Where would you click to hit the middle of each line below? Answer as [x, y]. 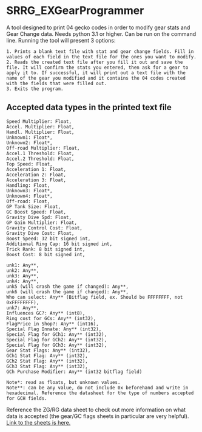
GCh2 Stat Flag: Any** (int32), [47, 361]
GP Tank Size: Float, [34, 207]
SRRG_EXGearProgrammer [75, 11]
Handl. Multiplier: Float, [40, 132]
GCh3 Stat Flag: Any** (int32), [47, 366]
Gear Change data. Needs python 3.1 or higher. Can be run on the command [101, 33]
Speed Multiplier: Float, [39, 121]
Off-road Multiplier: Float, [43, 148]
